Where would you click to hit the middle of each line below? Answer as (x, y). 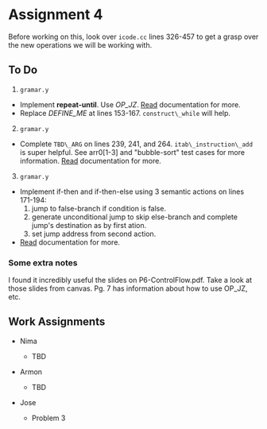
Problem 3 (48, 418)
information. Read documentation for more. (90, 160)
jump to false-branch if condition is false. (99, 208)
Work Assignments (57, 322)
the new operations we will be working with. (80, 44)
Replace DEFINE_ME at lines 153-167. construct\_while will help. (125, 113)
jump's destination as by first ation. (89, 225)
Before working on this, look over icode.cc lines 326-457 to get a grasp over (133, 37)
